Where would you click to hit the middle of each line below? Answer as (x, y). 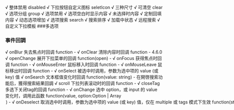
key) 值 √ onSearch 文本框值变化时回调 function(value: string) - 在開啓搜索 (82, 77)
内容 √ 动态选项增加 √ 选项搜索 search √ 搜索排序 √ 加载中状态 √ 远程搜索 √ (82, 20)
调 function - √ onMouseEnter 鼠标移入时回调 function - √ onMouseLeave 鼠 (84, 64)
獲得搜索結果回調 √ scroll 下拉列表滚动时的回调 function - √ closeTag (89, 83)
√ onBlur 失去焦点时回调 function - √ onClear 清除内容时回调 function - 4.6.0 (84, 52)
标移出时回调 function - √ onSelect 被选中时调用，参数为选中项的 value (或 (82, 71)
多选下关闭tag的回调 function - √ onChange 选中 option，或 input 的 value (81, 89)
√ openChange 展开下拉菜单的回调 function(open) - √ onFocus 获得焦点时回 (83, 58)
